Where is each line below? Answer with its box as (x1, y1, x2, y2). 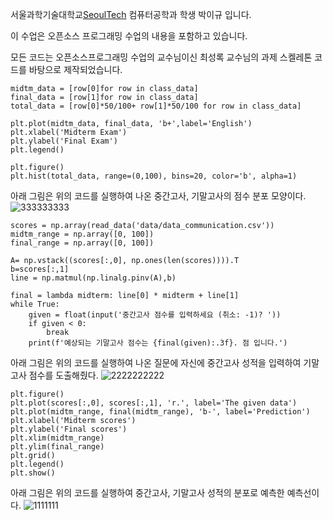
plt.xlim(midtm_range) (10, 433, 105, 443)
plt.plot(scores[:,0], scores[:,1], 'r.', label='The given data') (10, 398, 298, 408)
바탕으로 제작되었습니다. (28, 64, 123, 75)
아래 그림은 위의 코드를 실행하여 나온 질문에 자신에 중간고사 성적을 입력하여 (10, 357, 302, 368)
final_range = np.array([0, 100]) (10, 238, 155, 248)
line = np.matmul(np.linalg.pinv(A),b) (10, 273, 177, 283)
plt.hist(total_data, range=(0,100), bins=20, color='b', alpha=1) (10, 171, 298, 181)
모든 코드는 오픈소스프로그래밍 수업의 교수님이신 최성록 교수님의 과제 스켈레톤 (10, 51, 313, 63)
